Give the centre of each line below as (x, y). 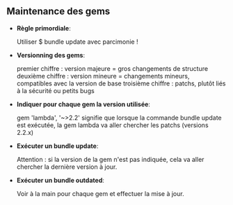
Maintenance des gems (58, 11)
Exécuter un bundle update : (57, 146)
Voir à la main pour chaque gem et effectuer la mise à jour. (101, 193)
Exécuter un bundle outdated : (61, 180)
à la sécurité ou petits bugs (55, 90)
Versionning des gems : (50, 55)
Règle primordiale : (43, 28)
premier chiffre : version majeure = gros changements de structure (112, 68)
